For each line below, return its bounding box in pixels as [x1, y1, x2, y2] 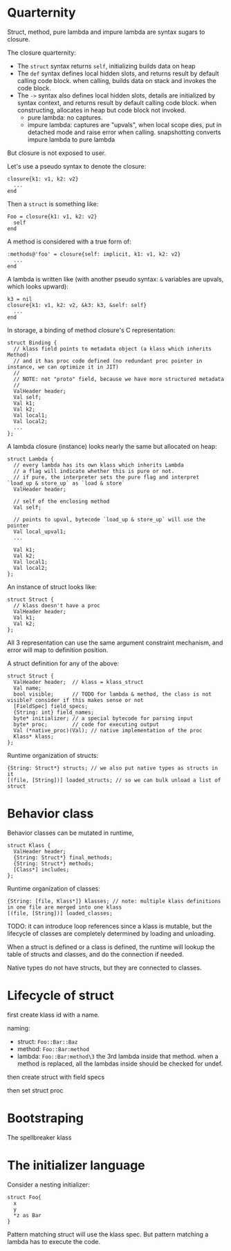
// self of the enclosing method [13, 498, 110, 505]
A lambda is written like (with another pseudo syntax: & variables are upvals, [7, 275, 224, 283]
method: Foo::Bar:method [17, 1044, 90, 1053]
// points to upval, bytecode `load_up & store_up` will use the [13, 516, 206, 523]
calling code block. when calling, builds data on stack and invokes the [17, 76, 216, 84]
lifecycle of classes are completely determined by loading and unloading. [7, 929, 216, 938]
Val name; [13, 685, 41, 692]
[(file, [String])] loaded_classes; [7, 909, 113, 917]
